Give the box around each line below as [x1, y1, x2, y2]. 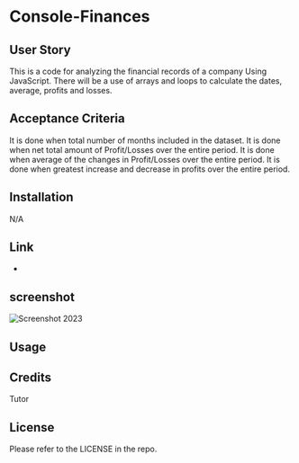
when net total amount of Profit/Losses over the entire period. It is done [9, 144, 275, 155]
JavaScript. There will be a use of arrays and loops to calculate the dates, [9, 76, 282, 86]
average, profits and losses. [9, 85, 113, 95]
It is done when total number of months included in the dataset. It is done [9, 135, 281, 146]
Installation [9, 190, 74, 205]
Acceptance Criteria [9, 111, 125, 127]
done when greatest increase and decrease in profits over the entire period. [9, 164, 291, 174]
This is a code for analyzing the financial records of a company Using [9, 66, 267, 76]
